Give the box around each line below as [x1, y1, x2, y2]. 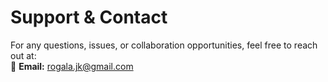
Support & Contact [10, 6, 168, 29]
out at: [10, 49, 37, 61]
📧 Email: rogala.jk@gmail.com [10, 60, 134, 72]
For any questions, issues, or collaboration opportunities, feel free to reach [10, 39, 318, 51]
